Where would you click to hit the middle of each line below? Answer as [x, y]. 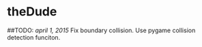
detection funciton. [34, 37]
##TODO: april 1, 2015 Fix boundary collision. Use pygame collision [101, 30]
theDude [32, 12]
